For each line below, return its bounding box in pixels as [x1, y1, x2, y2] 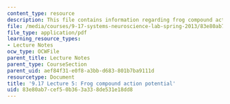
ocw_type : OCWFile [7, 49, 60, 55]
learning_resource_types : [7, 36, 81, 42]
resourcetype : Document [7, 73, 75, 81]
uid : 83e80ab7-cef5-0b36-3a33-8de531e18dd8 [7, 86, 133, 93]
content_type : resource [7, 10, 75, 17]
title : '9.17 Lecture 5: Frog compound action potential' [7, 80, 176, 87]
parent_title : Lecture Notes [7, 55, 90, 62]
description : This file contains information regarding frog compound [7, 16, 213, 23]
